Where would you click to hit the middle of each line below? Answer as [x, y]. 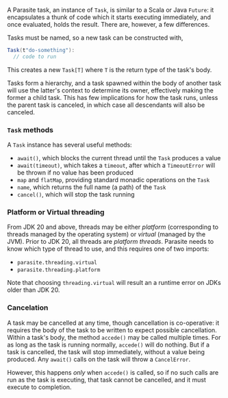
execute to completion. [39, 387]
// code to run [35, 57]
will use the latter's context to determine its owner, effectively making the [110, 90]
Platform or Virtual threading [56, 212]
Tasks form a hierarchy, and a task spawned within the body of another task [114, 83]
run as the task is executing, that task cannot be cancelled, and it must [107, 380]
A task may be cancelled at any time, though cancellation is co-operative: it [113, 323]
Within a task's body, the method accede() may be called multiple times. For [114, 337]
